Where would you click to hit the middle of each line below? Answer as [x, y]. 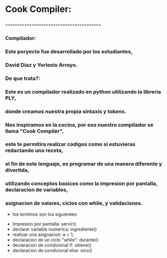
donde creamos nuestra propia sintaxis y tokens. [66, 111]
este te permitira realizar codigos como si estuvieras [70, 144]
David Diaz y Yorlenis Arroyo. [41, 65]
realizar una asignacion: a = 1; [43, 234]
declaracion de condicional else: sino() [52, 250]
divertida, [17, 170]
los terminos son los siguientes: [45, 214]
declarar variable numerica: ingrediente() [54, 229]
